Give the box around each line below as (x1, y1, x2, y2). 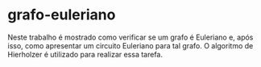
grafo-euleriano (7, 6, 116, 24)
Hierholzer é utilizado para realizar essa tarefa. (7, 49, 163, 59)
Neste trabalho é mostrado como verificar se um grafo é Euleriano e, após (7, 32, 254, 42)
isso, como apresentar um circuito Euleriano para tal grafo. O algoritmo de (7, 40, 254, 50)
